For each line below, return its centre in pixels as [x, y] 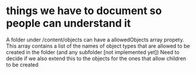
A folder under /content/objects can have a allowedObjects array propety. [95, 39]
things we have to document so [84, 11]
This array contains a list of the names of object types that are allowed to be [98, 46]
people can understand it [68, 23]
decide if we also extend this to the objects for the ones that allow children [96, 58]
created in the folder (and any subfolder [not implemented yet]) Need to [93, 52]
